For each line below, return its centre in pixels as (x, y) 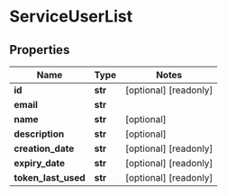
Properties (40, 50)
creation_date (44, 148)
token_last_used (50, 178)
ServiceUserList (71, 17)
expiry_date (40, 163)
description (39, 134)
